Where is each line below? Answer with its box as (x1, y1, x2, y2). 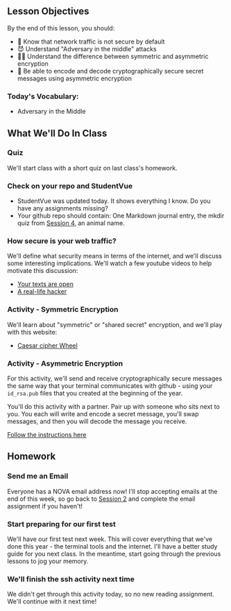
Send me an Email (7, 471, 69, 481)
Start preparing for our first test (7, 519, 116, 529)
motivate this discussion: (7, 267, 78, 275)
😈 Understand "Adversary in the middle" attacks (17, 44, 157, 53)
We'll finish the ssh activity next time (7, 574, 135, 584)
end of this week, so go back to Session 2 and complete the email (7, 495, 196, 503)
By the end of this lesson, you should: (7, 24, 115, 32)
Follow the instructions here (7, 430, 87, 439)
